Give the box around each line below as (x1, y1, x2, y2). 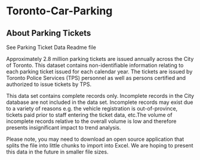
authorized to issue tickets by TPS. (6, 81, 92, 88)
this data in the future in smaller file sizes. (6, 148, 109, 155)
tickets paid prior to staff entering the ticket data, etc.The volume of (6, 112, 173, 118)
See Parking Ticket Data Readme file (6, 44, 97, 51)
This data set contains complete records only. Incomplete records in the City (6, 93, 195, 99)
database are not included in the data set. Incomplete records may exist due (6, 99, 193, 106)
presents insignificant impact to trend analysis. (6, 124, 121, 131)
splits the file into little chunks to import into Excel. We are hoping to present (6, 142, 193, 149)
